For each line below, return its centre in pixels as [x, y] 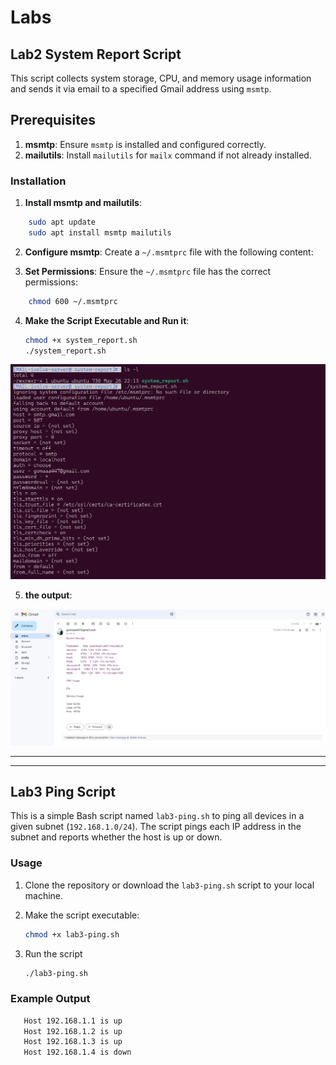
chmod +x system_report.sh [81, 340]
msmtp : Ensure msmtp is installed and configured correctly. [145, 144]
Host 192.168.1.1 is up [73, 1021]
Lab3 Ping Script [63, 791]
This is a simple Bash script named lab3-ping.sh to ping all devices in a [157, 816]
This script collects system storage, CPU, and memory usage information [161, 78]
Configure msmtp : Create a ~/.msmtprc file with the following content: [169, 252]
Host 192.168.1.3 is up [73, 1042]
